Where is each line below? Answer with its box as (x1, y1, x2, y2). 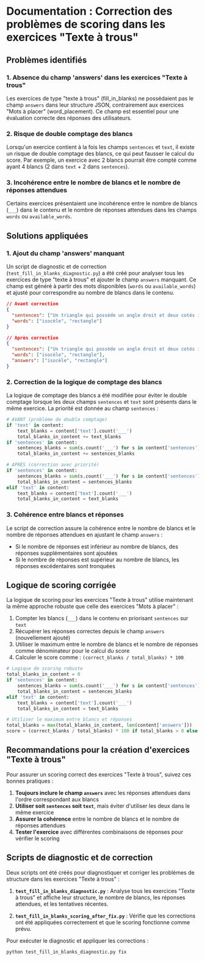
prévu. (15, 925, 32, 932)
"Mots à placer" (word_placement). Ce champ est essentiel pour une (6, 107, 179, 115)
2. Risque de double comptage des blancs (6, 129, 133, 138)
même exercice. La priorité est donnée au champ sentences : (6, 405, 159, 412)
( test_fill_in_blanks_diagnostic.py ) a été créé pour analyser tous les (6, 270, 185, 277)
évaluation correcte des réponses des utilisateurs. (6, 114, 132, 121)
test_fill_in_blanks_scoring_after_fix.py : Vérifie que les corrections (15, 912, 196, 919)
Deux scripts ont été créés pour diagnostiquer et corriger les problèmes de (6, 868, 195, 876)
